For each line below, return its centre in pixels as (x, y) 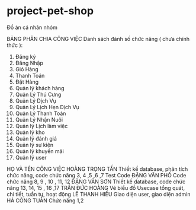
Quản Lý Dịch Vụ (36, 101)
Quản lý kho (30, 132)
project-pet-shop (50, 11)
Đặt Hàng (27, 82)
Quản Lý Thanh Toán (41, 113)
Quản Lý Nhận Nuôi (39, 119)
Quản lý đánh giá (36, 138)
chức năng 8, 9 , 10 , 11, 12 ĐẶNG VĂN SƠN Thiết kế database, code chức (96, 182)
